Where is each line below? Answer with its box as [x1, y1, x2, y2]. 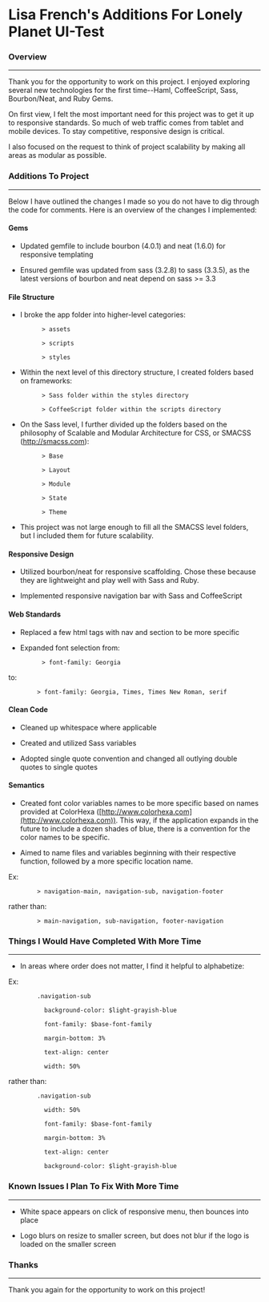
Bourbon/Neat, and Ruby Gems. [8, 94, 114, 103]
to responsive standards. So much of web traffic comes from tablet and [8, 118, 244, 127]
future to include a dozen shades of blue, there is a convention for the [19, 824, 251, 833]
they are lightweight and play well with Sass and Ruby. [19, 576, 199, 585]
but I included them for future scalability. [19, 531, 155, 540]
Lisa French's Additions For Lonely [8, 6, 243, 24]
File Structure [8, 292, 54, 301]
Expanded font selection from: [19, 643, 120, 653]
